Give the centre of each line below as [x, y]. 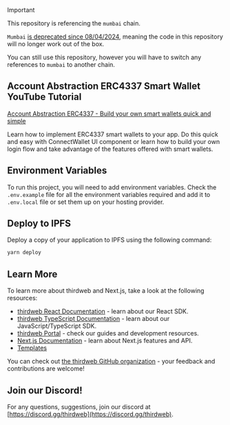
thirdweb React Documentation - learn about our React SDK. [103, 311]
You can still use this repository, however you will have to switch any [104, 57]
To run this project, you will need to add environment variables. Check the [112, 187]
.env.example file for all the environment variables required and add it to [109, 194]
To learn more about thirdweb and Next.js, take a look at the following [106, 291]
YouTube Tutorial [44, 97]
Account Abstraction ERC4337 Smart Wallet [104, 86]
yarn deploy [24, 253]
